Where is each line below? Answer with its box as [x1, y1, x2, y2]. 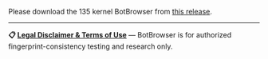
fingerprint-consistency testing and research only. [8, 41, 173, 51]
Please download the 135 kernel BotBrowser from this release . [8, 7, 213, 16]
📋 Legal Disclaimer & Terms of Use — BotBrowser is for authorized [8, 30, 232, 39]
